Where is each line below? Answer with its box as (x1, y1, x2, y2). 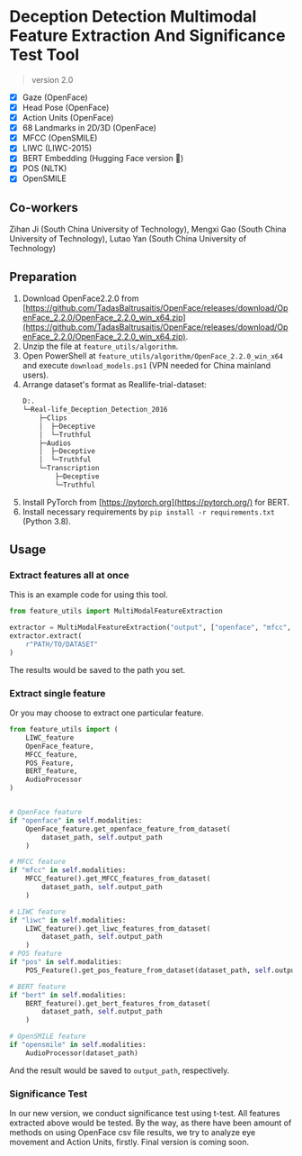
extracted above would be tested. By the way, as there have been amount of (9, 1117, 292, 1128)
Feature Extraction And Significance (9, 25, 286, 46)
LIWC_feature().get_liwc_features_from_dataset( (25, 924, 211, 933)
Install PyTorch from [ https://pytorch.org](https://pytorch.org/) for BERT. (22, 496, 290, 507)
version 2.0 (31, 74, 74, 85)
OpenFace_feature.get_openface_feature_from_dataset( (25, 824, 231, 833)
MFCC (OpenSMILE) (22, 132, 98, 143)
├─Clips (39, 413, 67, 423)
